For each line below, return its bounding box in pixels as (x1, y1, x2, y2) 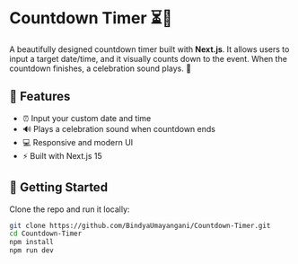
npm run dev (9, 246, 54, 255)
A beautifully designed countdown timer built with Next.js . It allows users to (9, 43, 290, 55)
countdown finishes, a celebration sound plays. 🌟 (9, 63, 191, 74)
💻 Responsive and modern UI (22, 136, 134, 147)
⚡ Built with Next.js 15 (22, 150, 103, 161)
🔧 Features (9, 89, 71, 104)
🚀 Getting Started (9, 180, 109, 195)
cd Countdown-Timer (9, 229, 83, 239)
